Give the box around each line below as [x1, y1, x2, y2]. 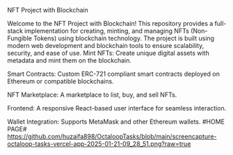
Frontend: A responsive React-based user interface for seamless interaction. [7, 104, 227, 112]
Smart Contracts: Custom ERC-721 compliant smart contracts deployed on [7, 70, 220, 78]
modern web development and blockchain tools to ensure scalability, [7, 42, 204, 49]
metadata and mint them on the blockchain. [7, 56, 132, 65]
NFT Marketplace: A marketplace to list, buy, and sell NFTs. [7, 90, 177, 99]
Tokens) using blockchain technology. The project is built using [33, 34, 214, 42]
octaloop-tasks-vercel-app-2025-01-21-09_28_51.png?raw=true [7, 140, 191, 148]
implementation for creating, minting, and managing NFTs [24, 27, 190, 35]
